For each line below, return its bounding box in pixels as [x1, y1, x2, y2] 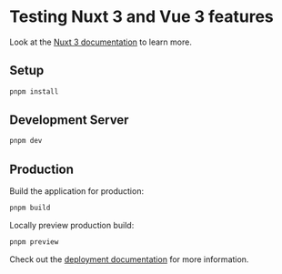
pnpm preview [9, 238, 59, 247]
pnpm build [9, 203, 51, 213]
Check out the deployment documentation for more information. [9, 253, 249, 265]
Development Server [9, 112, 129, 128]
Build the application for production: [9, 186, 144, 197]
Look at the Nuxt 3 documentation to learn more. [9, 36, 193, 47]
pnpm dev [9, 137, 43, 146]
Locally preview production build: [9, 220, 135, 230]
